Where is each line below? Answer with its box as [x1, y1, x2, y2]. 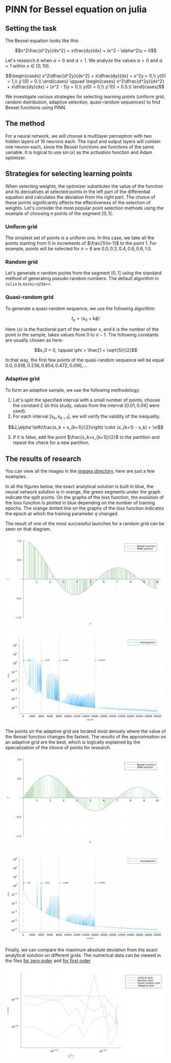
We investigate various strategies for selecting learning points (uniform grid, [5, 94, 165, 99]
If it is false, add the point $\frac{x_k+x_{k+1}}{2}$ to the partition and [12, 434, 160, 440]
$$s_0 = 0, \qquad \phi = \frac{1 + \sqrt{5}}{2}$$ [34, 347, 138, 353]
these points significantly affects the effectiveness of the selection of [5, 199, 151, 205]
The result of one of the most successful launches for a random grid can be [5, 521, 165, 527]
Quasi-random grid [5, 293, 54, 301]
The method [5, 119, 45, 128]
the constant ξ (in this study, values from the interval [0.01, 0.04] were [12, 402, 160, 408]
